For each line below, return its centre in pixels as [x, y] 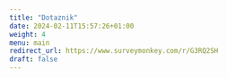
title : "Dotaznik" [44, 17]
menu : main [30, 43]
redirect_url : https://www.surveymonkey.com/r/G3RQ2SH [114, 51]
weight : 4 [28, 34]
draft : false [34, 59]
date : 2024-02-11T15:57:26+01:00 [72, 26]
